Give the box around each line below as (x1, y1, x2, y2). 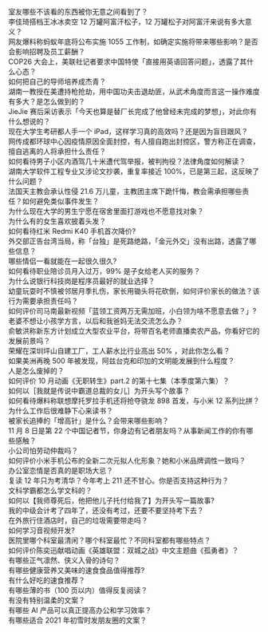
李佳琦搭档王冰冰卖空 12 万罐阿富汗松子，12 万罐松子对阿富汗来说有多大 (8, 17, 246, 26)
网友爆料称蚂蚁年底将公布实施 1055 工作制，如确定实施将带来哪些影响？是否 (8, 37, 259, 46)
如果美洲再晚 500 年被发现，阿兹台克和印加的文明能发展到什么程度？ (8, 356, 235, 365)
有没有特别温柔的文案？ (8, 595, 85, 605)
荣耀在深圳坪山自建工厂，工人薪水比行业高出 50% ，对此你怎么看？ (8, 346, 231, 355)
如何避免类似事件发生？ (22, 196, 100, 206)
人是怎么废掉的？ (8, 366, 65, 375)
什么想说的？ (8, 117, 50, 126)
